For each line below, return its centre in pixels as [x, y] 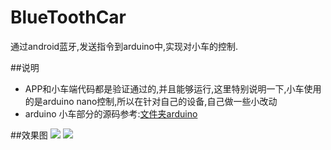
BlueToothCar [68, 17]
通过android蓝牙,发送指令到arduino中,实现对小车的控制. [124, 46]
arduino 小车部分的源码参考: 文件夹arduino [111, 113]
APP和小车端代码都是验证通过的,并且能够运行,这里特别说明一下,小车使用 [173, 88]
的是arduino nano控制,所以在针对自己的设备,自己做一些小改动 [151, 101]
